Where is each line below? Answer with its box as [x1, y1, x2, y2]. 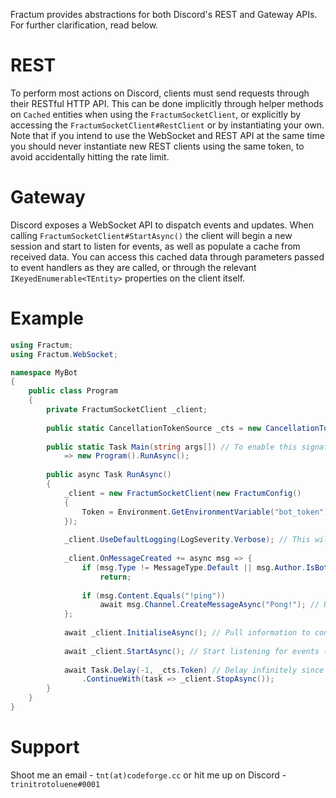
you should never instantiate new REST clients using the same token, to [10, 140, 305, 152]
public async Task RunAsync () [46, 470, 172, 480]
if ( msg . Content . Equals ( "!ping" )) [81, 590, 226, 601]
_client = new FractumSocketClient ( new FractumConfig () [63, 488, 302, 498]
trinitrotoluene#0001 [10, 779, 101, 789]
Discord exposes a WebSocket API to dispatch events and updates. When [10, 219, 314, 231]
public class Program [28, 386, 118, 396]
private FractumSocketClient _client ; [46, 405, 208, 415]
